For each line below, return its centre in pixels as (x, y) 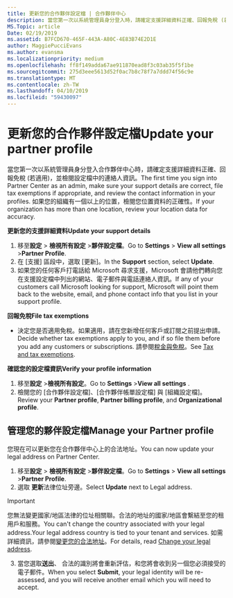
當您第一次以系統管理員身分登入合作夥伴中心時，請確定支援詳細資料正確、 (113, 169)
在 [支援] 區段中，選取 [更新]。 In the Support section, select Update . (116, 262)
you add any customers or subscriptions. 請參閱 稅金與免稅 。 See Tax (115, 346)
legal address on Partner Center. (54, 456)
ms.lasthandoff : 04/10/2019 (48, 91)
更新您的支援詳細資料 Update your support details (79, 230)
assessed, (32, 579)
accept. (28, 587)
